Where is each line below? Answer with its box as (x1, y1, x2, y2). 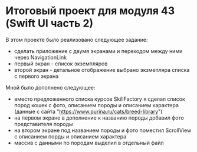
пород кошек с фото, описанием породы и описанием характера (14, 101, 179, 108)
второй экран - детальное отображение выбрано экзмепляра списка (14, 66, 190, 73)
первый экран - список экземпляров (14, 60, 108, 67)
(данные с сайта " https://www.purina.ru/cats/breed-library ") (14, 108, 163, 115)
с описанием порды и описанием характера (14, 133, 127, 140)
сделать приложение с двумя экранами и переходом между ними (14, 47, 183, 54)
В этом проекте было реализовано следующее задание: (5, 36, 148, 43)
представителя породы (14, 120, 73, 127)
